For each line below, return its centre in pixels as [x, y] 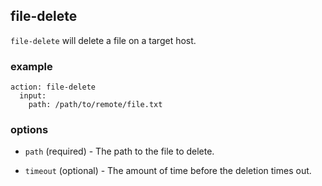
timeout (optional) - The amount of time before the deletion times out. [168, 171]
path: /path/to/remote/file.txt [95, 105]
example [31, 66]
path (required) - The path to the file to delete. [119, 151]
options [29, 130]
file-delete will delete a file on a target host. [103, 40]
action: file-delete [53, 87]
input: [33, 96]
